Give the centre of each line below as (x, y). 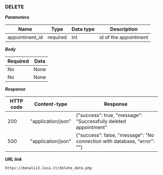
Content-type (51, 104)
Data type (83, 29)
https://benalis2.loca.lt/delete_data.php (49, 168)
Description (124, 29)
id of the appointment (124, 37)
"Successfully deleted (101, 121)
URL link (14, 159)
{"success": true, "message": (109, 116)
